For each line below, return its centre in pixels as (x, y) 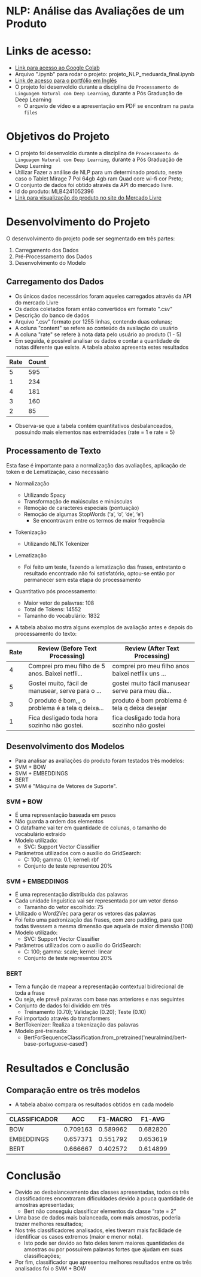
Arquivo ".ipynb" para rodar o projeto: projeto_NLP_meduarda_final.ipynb (105, 74)
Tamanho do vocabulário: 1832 (62, 615)
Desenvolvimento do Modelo (50, 263)
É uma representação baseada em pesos (65, 815)
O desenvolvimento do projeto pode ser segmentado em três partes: (91, 239)
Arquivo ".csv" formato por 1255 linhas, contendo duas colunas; (93, 321)
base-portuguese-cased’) (56, 1044)
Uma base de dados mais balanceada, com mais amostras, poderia (98, 1218)
